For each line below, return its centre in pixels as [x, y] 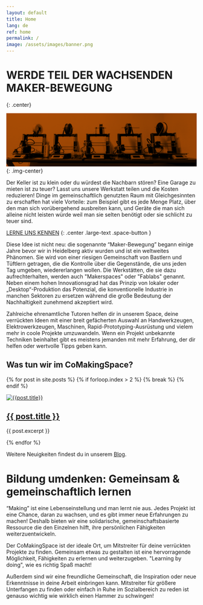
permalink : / [23, 38]
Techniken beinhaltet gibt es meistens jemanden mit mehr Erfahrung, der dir [101, 339]
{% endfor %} [24, 443]
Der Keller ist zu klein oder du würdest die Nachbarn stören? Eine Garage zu [101, 182]
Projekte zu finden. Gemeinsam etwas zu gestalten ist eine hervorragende [99, 552]
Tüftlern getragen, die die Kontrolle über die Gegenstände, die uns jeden [96, 263]
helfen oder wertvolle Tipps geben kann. [57, 346]
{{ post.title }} [33, 416]
